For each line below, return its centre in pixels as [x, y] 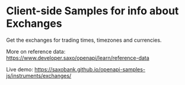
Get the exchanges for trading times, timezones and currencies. [84, 40]
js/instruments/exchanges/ [39, 75]
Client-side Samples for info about [92, 11]
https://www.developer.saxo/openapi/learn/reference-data [78, 58]
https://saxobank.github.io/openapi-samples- [90, 69]
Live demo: [20, 69]
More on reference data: [36, 51]
